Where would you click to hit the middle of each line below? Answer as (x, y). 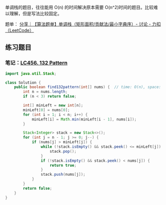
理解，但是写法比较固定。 (36, 13)
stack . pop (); (63, 151)
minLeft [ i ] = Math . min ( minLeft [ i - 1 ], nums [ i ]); (84, 119)
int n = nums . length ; (45, 92)
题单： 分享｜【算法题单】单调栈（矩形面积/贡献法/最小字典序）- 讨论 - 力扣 (83, 24)
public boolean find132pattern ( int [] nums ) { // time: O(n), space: (88, 87)
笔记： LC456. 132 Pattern (37, 63)
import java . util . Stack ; (31, 74)
